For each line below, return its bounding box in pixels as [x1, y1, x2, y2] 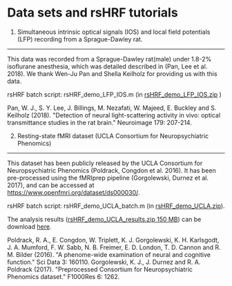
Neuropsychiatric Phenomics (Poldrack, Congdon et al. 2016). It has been [7, 166, 216, 174]
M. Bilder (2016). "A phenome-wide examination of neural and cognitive [7, 250, 211, 258]
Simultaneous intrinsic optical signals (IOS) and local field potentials [17, 28, 211, 36]
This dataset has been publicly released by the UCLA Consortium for [7, 159, 203, 167]
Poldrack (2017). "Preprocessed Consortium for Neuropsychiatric [7, 265, 193, 274]
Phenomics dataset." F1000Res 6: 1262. [7, 272, 120, 280]
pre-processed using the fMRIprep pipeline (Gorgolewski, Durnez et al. [7, 173, 209, 182]
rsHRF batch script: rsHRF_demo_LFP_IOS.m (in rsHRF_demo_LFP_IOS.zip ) [7, 90, 222, 98]
